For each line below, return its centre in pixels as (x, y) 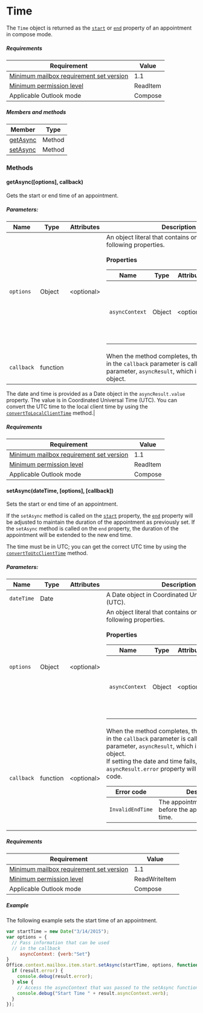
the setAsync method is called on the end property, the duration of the (92, 529)
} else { (23, 982)
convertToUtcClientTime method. (47, 553)
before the (173, 809)
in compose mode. (30, 34)
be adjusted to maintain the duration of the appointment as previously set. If (101, 522)
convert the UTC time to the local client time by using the (77, 407)
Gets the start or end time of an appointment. (63, 195)
